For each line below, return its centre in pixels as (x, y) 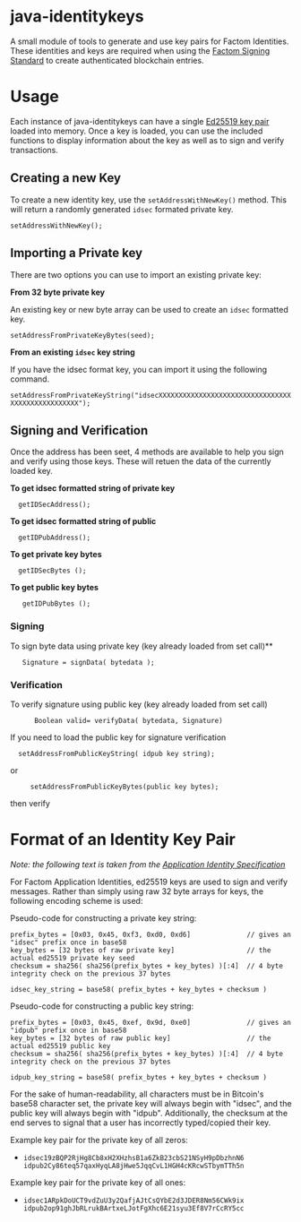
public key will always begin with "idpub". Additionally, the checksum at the (149, 1113)
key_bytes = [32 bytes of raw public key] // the (141, 1038)
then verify (30, 803)
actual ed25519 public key (60, 1046)
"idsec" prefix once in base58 (69, 942)
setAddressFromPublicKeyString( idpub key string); (117, 753)
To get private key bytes (56, 555)
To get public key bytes (55, 588)
